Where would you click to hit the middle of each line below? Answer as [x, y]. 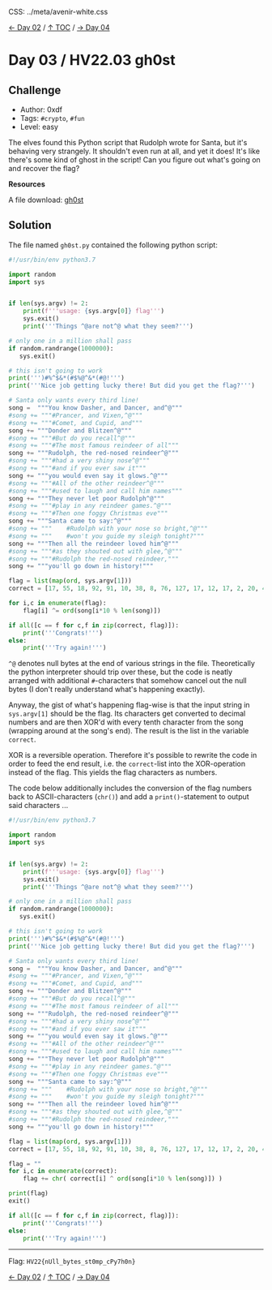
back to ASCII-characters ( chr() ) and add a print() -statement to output [129, 797]
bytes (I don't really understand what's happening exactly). [107, 690]
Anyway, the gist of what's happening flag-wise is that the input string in [129, 705]
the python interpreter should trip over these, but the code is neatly [121, 672]
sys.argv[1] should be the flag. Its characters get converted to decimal [127, 714]
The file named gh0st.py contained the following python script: [113, 245]
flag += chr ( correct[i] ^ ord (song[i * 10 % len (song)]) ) [123, 1179]
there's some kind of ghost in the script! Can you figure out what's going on [134, 160]
